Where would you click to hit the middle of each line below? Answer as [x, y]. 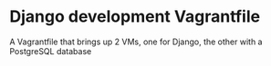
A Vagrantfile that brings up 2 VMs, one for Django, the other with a [136, 42]
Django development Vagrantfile [135, 17]
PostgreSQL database [51, 51]
